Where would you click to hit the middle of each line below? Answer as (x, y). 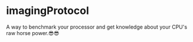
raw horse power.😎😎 (33, 33)
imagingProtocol (48, 11)
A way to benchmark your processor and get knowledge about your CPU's (97, 27)
